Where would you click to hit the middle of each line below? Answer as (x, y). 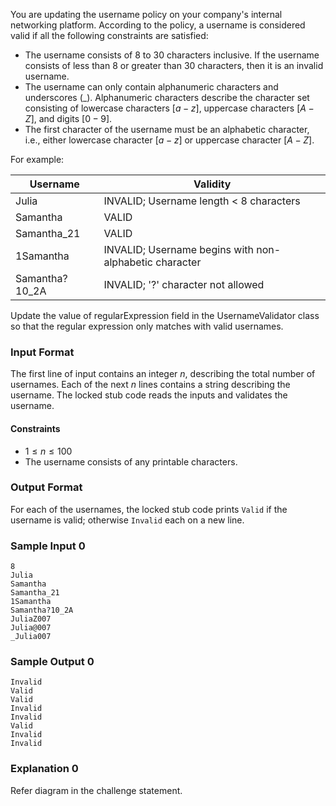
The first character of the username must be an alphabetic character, (167, 129)
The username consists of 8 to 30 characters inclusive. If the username (172, 55)
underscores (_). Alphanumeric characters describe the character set (167, 97)
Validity (212, 184)
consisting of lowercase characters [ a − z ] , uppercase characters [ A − (169, 108)
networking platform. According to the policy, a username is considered (158, 25)
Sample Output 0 (52, 662)
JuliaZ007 (31, 619)
